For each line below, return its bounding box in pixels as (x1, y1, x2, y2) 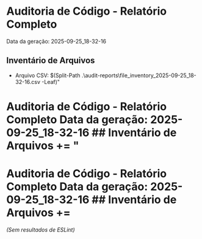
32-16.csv (15, 78, 41, 85)
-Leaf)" (41, 78, 60, 85)
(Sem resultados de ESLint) (6, 226, 75, 233)
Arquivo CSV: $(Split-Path (15, 72, 81, 79)
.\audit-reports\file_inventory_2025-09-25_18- (81, 72, 197, 79)
